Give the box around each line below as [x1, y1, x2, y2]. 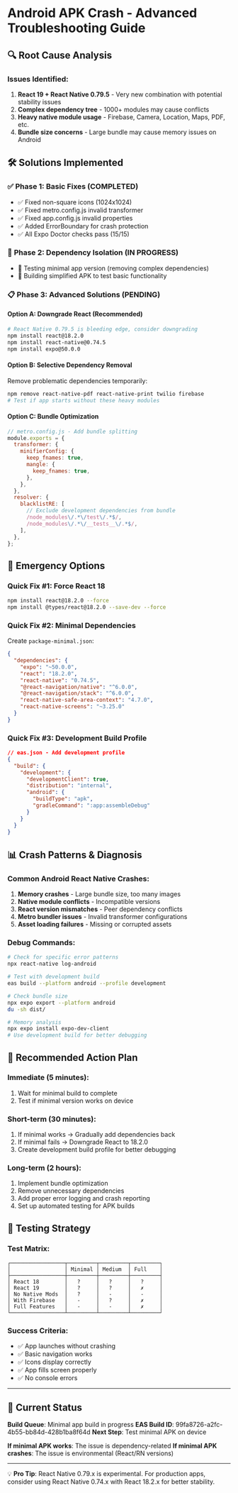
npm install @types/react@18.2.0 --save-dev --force [7, 603, 166, 611]
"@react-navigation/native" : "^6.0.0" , [20, 683, 138, 690]
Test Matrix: [7, 1243, 50, 1253]
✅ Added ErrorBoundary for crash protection [17, 221, 149, 230]
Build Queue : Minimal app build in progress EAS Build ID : [7, 1421, 175, 1429]
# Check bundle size [7, 992, 69, 1000]
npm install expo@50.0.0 [7, 346, 81, 353]
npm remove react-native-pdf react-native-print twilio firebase [7, 390, 204, 397]
